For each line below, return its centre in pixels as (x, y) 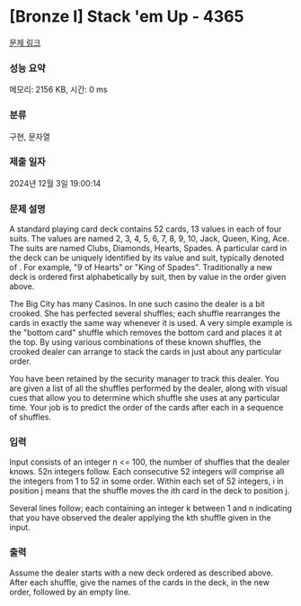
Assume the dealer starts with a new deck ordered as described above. (142, 573)
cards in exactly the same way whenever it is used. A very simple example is (151, 323)
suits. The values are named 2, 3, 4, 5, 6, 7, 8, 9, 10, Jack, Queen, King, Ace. (150, 239)
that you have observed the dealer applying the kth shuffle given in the (140, 518)
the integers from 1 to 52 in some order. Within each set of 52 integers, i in (146, 481)
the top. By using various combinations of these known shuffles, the (135, 342)
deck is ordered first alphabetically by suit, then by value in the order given (148, 277)
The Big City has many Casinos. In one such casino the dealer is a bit (137, 304)
